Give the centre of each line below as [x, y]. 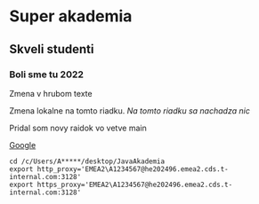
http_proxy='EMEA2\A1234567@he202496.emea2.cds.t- [133, 169]
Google [23, 145]
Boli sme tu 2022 [47, 75]
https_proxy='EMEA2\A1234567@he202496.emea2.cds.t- [135, 184]
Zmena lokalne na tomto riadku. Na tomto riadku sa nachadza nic [130, 110]
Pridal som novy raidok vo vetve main [78, 128]
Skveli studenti [52, 49]
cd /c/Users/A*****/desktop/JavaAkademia [87, 161]
